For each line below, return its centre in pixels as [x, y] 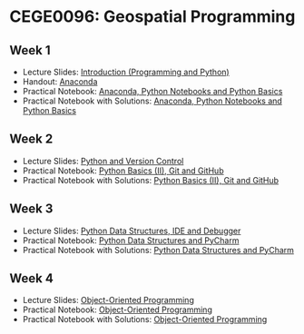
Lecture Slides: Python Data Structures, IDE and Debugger [132, 231]
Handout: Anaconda [60, 82]
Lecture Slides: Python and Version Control [103, 161]
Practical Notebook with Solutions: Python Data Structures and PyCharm [158, 250]
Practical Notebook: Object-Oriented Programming [118, 309]
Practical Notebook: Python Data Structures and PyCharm [131, 240]
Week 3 [31, 209]
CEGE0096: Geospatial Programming [152, 17]
